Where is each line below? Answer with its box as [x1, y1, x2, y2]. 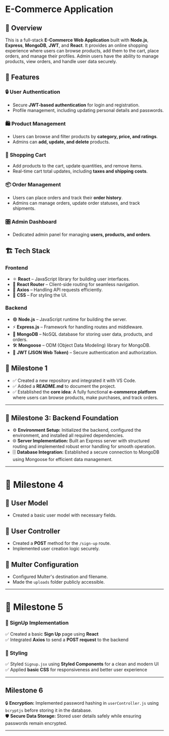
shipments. [12, 205, 36, 211]
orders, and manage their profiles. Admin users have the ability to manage [5, 53, 159, 59]
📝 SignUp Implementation [5, 619, 69, 627]
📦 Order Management [5, 181, 61, 188]
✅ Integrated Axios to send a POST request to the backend [5, 637, 129, 643]
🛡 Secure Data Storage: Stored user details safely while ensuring [5, 713, 142, 719]
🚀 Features [5, 73, 40, 82]
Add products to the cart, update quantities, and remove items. [12, 163, 143, 169]
